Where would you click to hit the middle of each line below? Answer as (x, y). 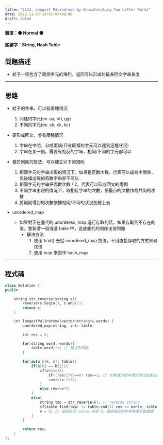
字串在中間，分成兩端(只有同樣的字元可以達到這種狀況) (74, 145)
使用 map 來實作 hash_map (61, 253)
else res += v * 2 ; (55, 389)
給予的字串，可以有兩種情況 (40, 108)
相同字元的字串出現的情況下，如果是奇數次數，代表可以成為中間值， (87, 172)
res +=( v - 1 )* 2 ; (63, 380)
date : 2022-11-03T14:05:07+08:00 (39, 14)
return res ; (35, 429)
